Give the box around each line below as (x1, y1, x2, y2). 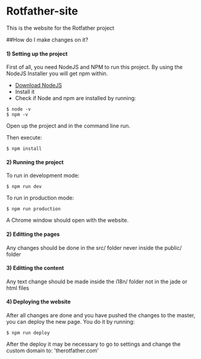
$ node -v (6, 106, 31, 113)
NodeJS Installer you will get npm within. (6, 70, 108, 77)
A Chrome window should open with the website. (6, 216, 129, 224)
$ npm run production (6, 206, 61, 212)
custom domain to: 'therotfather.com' (6, 347, 99, 354)
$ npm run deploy (6, 329, 50, 336)
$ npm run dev (6, 184, 42, 190)
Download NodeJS (15, 82, 62, 89)
